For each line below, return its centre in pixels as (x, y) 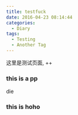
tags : (13, 34)
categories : (21, 23)
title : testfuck (26, 12)
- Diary (21, 28)
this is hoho (23, 107)
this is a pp (22, 78)
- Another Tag (29, 45)
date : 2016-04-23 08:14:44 (39, 17)
